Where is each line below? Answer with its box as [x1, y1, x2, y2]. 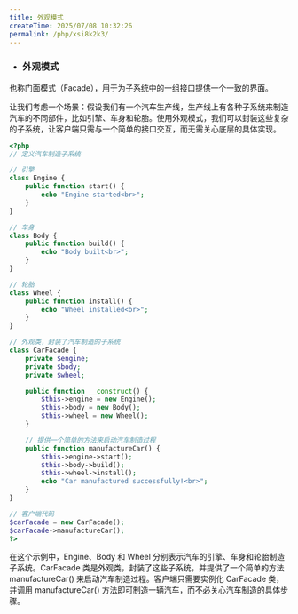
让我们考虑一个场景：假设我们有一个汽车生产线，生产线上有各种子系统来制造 [9, 101, 289, 112]
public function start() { [25, 182, 125, 191]
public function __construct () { [25, 387, 149, 395]
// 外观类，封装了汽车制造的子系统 [9, 338, 121, 347]
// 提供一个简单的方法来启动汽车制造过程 [25, 435, 157, 444]
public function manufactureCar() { [25, 443, 161, 453]
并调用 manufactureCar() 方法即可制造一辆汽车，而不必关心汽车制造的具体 [9, 585, 281, 595]
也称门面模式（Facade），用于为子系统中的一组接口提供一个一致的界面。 [9, 82, 273, 93]
